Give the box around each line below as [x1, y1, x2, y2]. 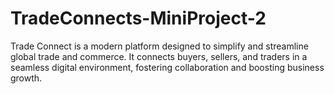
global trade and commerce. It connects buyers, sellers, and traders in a [10, 50, 308, 62]
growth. [10, 72, 43, 84]
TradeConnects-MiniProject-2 [10, 7, 267, 30]
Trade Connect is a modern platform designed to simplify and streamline [10, 40, 309, 52]
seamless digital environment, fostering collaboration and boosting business [10, 61, 325, 73]
